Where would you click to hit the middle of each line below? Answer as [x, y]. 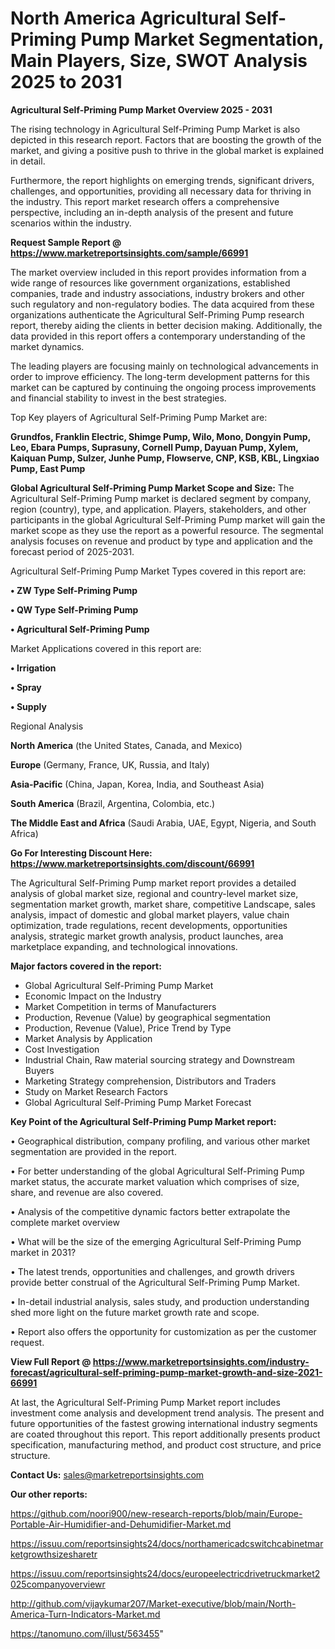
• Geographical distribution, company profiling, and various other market [160, 1141]
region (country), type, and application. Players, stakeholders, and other [158, 509]
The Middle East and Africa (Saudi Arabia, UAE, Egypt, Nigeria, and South [163, 823]
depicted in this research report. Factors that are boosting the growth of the [166, 139]
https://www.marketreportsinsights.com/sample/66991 [129, 253]
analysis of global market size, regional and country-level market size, [154, 893]
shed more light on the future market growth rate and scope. [135, 1312]
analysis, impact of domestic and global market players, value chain [150, 914]
